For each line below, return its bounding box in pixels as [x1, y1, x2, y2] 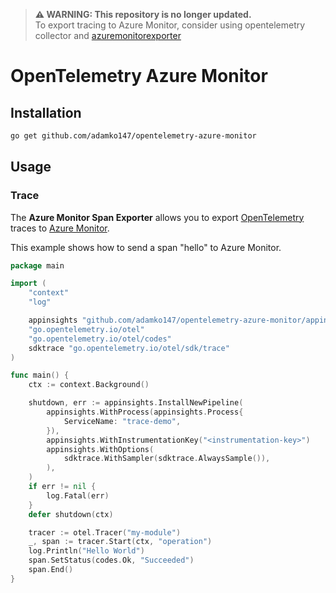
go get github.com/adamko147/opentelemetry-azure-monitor [10, 131, 257, 141]
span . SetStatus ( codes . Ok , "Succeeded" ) [28, 555, 195, 566]
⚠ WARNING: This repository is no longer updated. [34, 9, 252, 20]
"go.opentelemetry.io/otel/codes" [28, 334, 172, 344]
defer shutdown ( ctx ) [28, 509, 114, 519]
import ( [10, 279, 47, 289]
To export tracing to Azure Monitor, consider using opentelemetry [34, 19, 306, 31]
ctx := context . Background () [28, 380, 150, 390]
